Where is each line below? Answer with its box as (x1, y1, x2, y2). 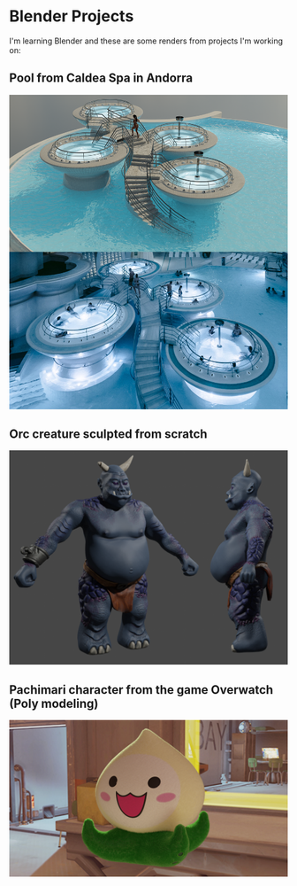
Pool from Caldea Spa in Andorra (9, 71, 193, 86)
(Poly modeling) (9, 696, 99, 711)
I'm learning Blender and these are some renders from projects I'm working (9, 35, 284, 46)
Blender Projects (9, 6, 134, 27)
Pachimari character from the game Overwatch (9, 682, 274, 697)
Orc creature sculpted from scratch (9, 426, 208, 441)
